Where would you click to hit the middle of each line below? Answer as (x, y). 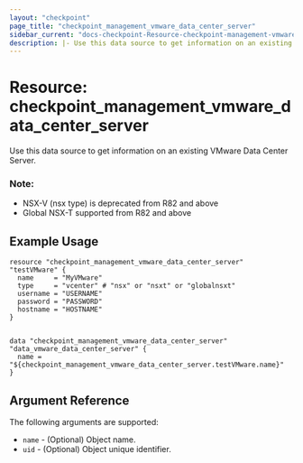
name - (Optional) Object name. (79, 440)
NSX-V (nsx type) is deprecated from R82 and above (120, 203)
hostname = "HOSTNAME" (60, 310)
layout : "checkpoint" (50, 18)
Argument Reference (69, 400)
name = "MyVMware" (60, 278)
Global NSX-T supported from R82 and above (107, 213)
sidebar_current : (42, 34)
